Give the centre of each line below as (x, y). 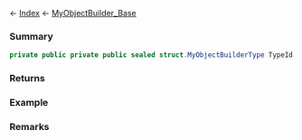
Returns (27, 79)
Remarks (29, 126)
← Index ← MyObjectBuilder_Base (73, 13)
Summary (32, 36)
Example (29, 103)
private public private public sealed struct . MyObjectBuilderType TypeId (151, 55)
